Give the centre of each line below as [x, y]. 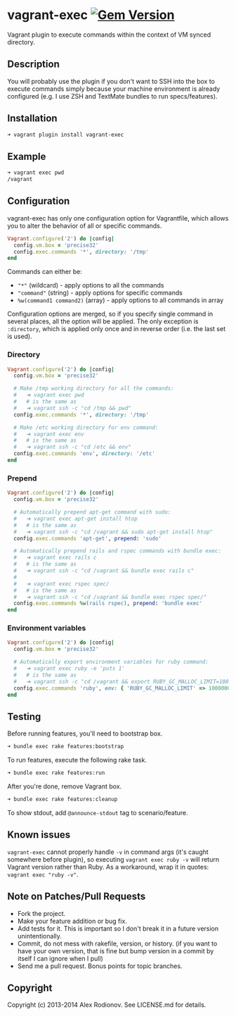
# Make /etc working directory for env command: [86, 427]
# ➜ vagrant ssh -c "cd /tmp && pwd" [73, 408]
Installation [32, 119]
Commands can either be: [45, 272]
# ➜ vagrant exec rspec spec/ [61, 584]
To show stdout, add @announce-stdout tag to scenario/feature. [98, 812]
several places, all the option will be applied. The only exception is [103, 321]
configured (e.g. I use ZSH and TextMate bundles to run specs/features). [112, 96]
